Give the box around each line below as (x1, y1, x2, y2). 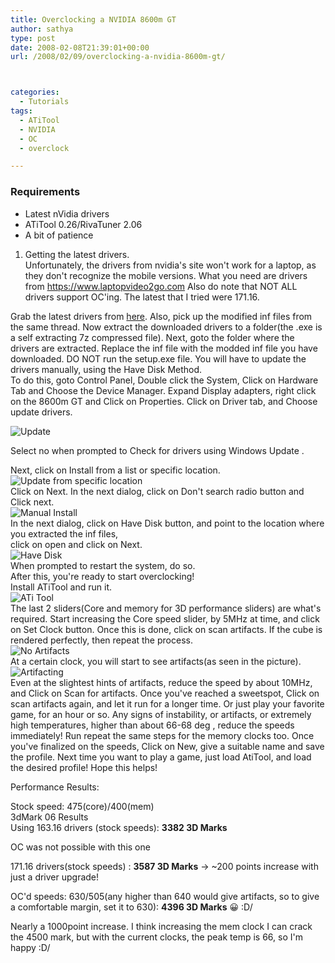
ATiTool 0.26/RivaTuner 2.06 (24, 218, 143, 230)
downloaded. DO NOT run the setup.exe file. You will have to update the (10, 352, 307, 365)
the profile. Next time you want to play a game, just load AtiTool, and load (10, 751, 312, 763)
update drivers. (10, 406, 73, 418)
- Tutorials (19, 97, 70, 107)
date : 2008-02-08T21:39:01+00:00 (10, 42, 150, 53)
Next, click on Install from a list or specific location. (10, 464, 221, 476)
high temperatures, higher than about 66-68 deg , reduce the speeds (10, 719, 295, 731)
